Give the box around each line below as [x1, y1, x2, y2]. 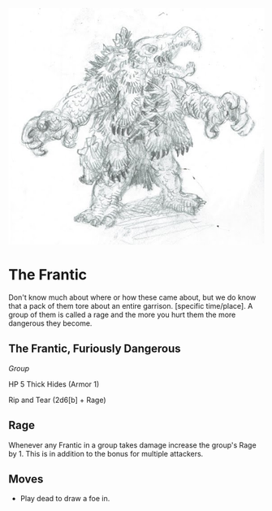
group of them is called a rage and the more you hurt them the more [8, 310, 236, 320]
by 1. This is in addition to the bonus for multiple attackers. [8, 448, 204, 458]
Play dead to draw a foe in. [19, 494, 110, 504]
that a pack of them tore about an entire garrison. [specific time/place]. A [8, 301, 253, 311]
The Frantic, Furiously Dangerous [8, 342, 181, 356]
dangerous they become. [8, 318, 93, 328]
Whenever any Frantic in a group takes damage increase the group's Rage [8, 440, 257, 450]
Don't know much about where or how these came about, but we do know [8, 292, 257, 302]
